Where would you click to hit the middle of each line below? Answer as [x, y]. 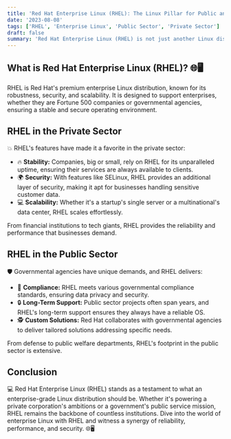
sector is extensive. [35, 350]
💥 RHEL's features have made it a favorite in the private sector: [96, 148]
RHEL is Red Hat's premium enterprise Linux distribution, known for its [107, 87]
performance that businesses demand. [62, 233]
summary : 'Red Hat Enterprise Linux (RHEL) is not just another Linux [110, 39]
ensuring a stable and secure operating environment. [82, 109]
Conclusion [32, 372]
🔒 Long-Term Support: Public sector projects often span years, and [113, 302]
